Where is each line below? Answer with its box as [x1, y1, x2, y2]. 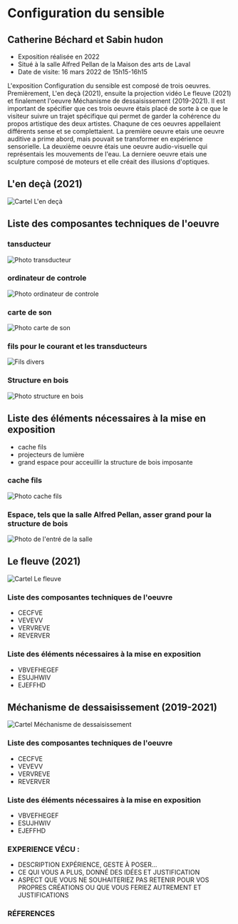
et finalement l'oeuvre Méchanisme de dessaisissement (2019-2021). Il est [7, 96, 226, 105]
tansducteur [7, 239, 51, 249]
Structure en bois [7, 375, 69, 385]
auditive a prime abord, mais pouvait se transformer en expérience [7, 134, 203, 143]
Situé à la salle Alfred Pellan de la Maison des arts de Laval [17, 60, 191, 69]
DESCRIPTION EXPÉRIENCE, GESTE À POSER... [17, 860, 157, 869]
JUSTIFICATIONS [17, 891, 69, 900]
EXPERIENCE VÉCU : [7, 844, 80, 854]
